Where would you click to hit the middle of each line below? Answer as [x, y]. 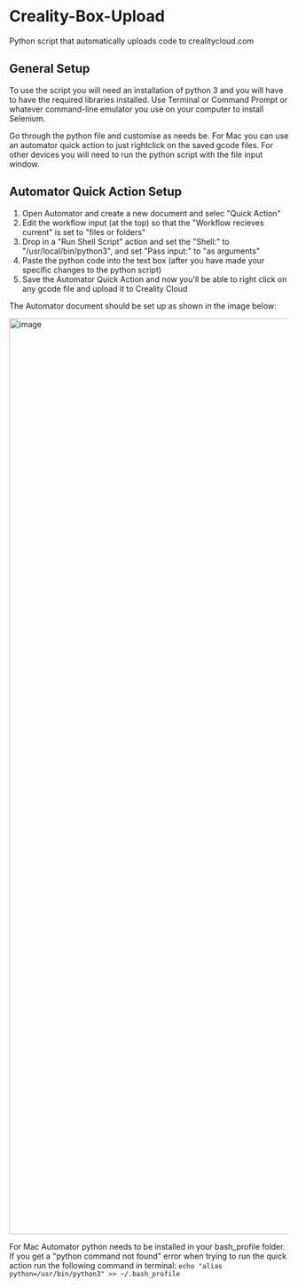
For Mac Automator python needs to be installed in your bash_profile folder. [147, 1246]
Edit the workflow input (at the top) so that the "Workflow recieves [143, 223]
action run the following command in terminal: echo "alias [116, 1265]
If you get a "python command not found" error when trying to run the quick [148, 1256]
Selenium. [27, 118]
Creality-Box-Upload [87, 16]
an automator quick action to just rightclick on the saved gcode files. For [141, 145]
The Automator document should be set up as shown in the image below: [143, 306]
